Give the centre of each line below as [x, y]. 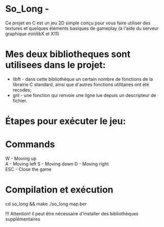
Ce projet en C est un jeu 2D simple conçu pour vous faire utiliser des [78, 23]
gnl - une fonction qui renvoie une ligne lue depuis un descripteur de [84, 95]
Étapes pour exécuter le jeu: [65, 121]
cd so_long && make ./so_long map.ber [46, 204]
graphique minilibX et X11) [32, 34]
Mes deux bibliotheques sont [68, 54]
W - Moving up [21, 158]
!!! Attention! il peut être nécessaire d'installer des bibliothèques [72, 213]
